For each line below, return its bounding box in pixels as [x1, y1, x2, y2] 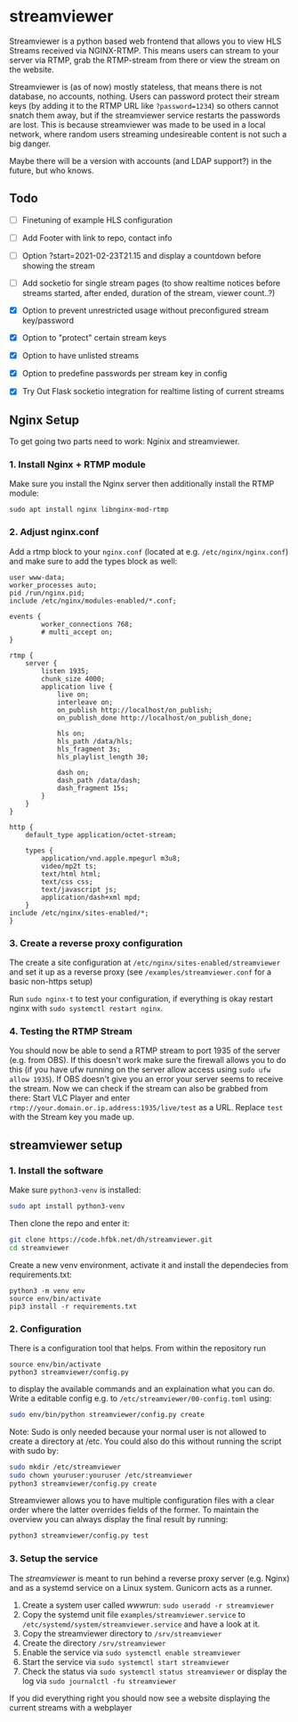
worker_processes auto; [9, 581, 98, 589]
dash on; [56, 768, 90, 777]
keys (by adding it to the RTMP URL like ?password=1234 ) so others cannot [9, 100, 279, 111]
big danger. [9, 138, 52, 149]
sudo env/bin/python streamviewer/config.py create [9, 1410, 205, 1419]
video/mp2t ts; [41, 861, 98, 870]
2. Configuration [9, 1322, 82, 1335]
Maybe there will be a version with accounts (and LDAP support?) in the [9, 155, 272, 166]
